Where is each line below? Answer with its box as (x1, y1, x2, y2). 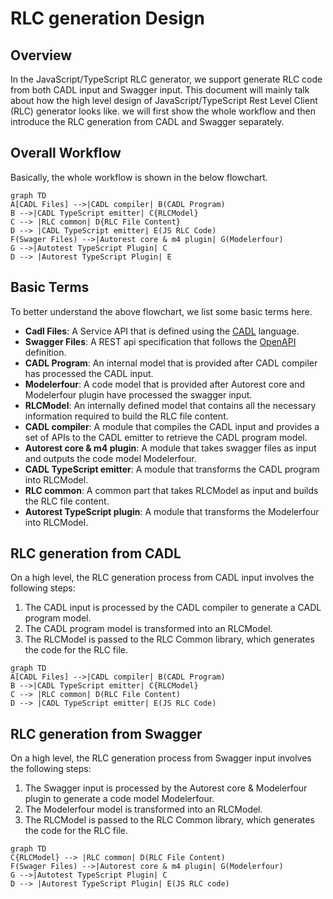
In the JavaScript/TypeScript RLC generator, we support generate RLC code (10, 73, 323, 85)
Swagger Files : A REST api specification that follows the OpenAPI (24, 335, 297, 347)
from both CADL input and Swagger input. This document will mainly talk (10, 84, 310, 96)
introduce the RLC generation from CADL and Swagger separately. (10, 116, 285, 127)
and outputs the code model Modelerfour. (24, 452, 197, 464)
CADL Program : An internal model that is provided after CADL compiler (24, 357, 318, 369)
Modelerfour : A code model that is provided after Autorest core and (24, 378, 306, 390)
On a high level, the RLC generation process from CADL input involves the (10, 572, 315, 584)
